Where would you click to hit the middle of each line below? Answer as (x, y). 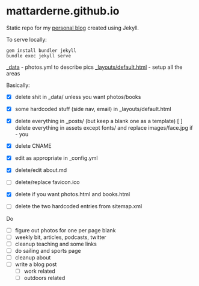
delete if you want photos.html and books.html (72, 194)
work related (39, 271)
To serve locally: (26, 39)
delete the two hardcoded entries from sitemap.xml (78, 206)
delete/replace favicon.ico (47, 182)
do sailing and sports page (48, 250)
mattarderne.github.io (63, 11)
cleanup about (33, 257)
